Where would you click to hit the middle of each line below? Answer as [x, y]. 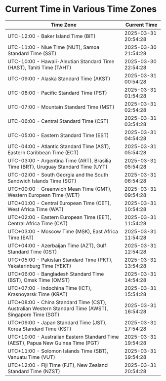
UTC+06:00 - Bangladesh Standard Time [56, 274]
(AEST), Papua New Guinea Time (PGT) [54, 343]
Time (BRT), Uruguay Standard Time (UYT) [58, 167]
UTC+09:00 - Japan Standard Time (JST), [57, 322]
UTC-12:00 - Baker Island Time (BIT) [52, 36]
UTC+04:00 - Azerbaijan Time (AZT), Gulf [57, 245]
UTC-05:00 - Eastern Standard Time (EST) [58, 135]
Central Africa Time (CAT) [38, 223]
